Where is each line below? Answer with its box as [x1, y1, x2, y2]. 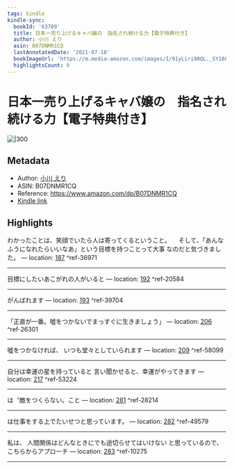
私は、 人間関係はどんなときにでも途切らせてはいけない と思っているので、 [7, 438, 224, 447]
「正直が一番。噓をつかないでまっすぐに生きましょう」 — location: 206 [7, 318, 212, 326]
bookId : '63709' [13, 23, 60, 30]
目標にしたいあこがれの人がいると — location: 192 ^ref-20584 [7, 275, 185, 283]
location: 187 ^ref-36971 [28, 254, 97, 262]
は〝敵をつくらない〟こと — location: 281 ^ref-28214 [7, 396, 159, 404]
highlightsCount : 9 [13, 62, 70, 69]
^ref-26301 [7, 325, 38, 334]
